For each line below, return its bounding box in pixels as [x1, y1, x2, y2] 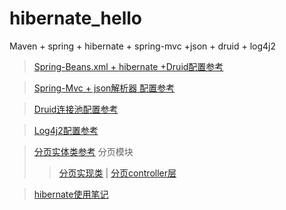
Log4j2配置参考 [33, 124, 99, 136]
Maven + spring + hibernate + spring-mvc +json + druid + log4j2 [9, 40, 277, 52]
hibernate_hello [9, 7, 143, 30]
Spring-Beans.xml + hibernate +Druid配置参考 [33, 60, 224, 72]
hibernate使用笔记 [33, 188, 109, 200]
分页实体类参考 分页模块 [33, 145, 134, 157]
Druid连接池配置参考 [33, 103, 119, 115]
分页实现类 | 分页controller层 [58, 167, 177, 179]
